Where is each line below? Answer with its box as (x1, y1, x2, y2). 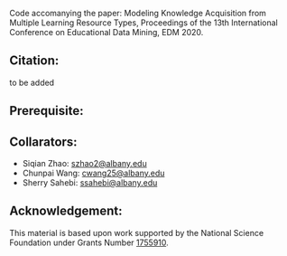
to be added (9, 77, 55, 88)
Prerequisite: (9, 103, 84, 119)
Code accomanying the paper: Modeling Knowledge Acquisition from (9, 8, 266, 18)
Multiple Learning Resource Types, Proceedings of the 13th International (9, 17, 278, 28)
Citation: (9, 53, 60, 69)
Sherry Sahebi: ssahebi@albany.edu (22, 177, 158, 188)
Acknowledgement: (9, 204, 123, 219)
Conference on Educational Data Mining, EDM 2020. (9, 27, 204, 37)
